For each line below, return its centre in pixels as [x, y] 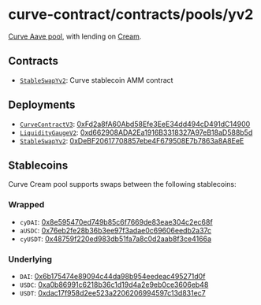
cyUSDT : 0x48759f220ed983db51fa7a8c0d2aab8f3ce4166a [115, 239]
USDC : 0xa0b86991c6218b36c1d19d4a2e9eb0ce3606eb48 [114, 285]
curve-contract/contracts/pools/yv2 [131, 15]
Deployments [42, 105]
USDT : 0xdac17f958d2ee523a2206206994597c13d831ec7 [113, 292]
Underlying [30, 259]
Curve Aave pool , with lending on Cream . [75, 36]
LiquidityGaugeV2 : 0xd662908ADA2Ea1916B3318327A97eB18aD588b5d [136, 132]
